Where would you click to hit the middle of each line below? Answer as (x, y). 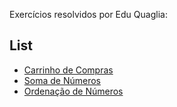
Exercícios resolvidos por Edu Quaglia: (88, 14)
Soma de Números (62, 80)
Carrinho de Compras (68, 70)
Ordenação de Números (73, 91)
